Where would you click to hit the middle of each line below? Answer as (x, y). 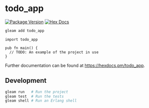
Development (26, 81)
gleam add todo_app (25, 31)
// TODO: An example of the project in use (54, 52)
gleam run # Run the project (37, 92)
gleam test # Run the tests (34, 96)
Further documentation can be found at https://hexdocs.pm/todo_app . (75, 65)
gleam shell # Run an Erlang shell (41, 101)
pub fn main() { (21, 48)
